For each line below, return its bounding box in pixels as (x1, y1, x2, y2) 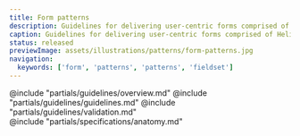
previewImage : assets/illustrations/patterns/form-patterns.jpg (9, 47, 254, 55)
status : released (9, 38, 74, 47)
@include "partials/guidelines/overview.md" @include (9, 87, 208, 98)
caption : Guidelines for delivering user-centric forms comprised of (9, 30, 274, 38)
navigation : (9, 55, 54, 64)
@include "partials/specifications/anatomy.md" (9, 115, 183, 126)
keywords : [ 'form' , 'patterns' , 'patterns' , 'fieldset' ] (17, 64, 234, 72)
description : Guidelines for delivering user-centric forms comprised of (9, 21, 290, 30)
